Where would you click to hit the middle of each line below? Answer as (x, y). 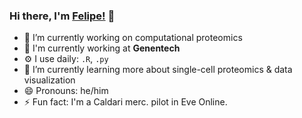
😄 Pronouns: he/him (66, 91)
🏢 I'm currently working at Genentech (102, 48)
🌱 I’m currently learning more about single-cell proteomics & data (158, 70)
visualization (49, 80)
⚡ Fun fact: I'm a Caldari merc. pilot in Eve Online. (125, 102)
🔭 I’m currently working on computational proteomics (133, 38)
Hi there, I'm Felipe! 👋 (62, 16)
